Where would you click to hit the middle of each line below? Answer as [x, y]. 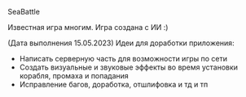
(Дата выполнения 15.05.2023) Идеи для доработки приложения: [121, 43]
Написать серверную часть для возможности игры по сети [123, 59]
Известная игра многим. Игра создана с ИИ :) [88, 27]
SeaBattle [24, 12]
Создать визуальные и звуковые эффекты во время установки [128, 67]
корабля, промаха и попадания [74, 76]
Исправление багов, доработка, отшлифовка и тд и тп [114, 84]
